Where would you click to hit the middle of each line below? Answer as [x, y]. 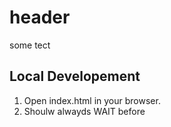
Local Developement [75, 76]
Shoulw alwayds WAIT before [84, 111]
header [40, 17]
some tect [30, 45]
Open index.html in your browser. [92, 100]
